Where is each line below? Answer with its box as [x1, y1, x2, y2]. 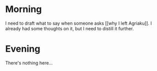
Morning [5, 4, 42, 15]
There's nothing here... [5, 59, 53, 66]
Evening [5, 43, 41, 55]
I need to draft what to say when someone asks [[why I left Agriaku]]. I [5, 20, 152, 26]
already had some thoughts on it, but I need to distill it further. [5, 25, 134, 31]
